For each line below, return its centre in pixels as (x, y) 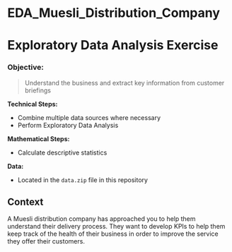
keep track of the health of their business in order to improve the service (113, 234)
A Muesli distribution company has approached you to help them (101, 219)
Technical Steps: (33, 104)
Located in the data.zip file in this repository (83, 180)
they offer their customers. (46, 241)
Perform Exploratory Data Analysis (68, 125)
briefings (38, 90)
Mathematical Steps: (39, 138)
